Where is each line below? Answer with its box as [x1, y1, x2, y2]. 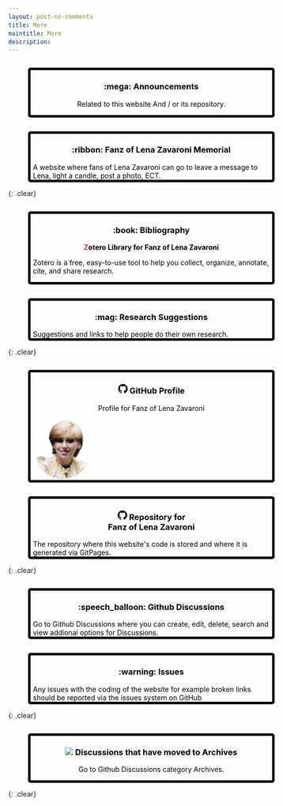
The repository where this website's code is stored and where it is [32, 540, 247, 549]
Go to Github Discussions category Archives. [78, 764, 225, 774]
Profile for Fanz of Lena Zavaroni [97, 403, 206, 412]
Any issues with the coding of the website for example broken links [32, 684, 251, 694]
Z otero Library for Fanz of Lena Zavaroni [83, 243, 220, 252]
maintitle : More [8, 29, 62, 37]
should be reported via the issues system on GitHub [32, 692, 202, 702]
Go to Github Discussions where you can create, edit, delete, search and [32, 620, 269, 629]
